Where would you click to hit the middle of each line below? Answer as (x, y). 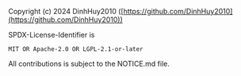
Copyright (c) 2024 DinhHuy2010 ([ (66, 11)
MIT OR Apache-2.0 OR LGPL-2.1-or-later (76, 49)
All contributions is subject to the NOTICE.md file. (89, 63)
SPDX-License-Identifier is (52, 35)
